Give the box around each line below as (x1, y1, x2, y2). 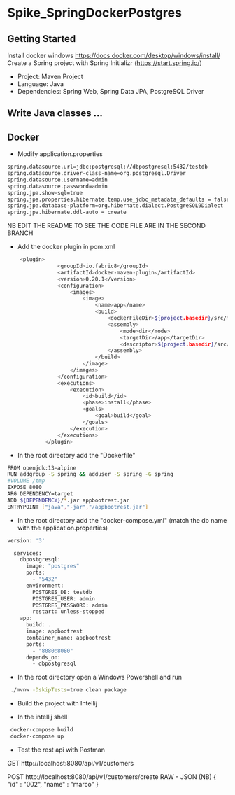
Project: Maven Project (17, 72, 84, 80)
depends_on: (25, 654, 61, 661)
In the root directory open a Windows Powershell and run (17, 673, 183, 682)
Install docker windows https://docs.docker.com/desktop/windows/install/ (7, 51, 220, 59)
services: (13, 549, 42, 557)
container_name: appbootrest (25, 634, 111, 641)
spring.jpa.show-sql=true (7, 189, 83, 197)
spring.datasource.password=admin (7, 183, 108, 190)
